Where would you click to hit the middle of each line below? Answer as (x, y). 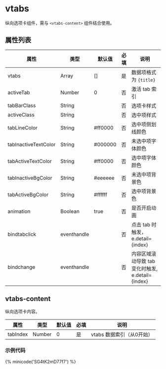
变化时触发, (145, 268)
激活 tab (141, 89)
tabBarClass (22, 105)
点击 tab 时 (144, 224)
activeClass (21, 114)
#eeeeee (104, 178)
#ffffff (101, 195)
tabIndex (18, 334)
